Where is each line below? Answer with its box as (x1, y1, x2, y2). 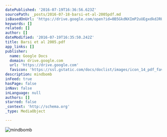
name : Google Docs (9, 53, 48, 59)
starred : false (5, 100, 37, 105)
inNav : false (5, 85, 32, 91)
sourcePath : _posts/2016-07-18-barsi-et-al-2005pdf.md (5, 12, 121, 17)
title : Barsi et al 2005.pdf (5, 40, 66, 45)
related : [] (5, 26, 30, 31)
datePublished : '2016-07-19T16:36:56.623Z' (5, 7, 97, 12)
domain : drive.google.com (9, 58, 64, 63)
